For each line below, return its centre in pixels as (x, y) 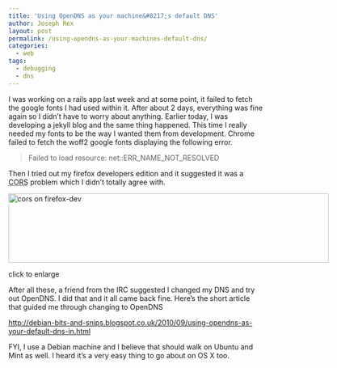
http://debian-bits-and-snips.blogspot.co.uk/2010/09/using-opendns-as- (131, 322)
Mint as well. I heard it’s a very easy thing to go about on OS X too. (119, 355)
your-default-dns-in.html (50, 331)
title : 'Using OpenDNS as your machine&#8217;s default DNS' (114, 16)
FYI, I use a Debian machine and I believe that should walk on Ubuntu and (131, 347)
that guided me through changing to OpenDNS (86, 307)
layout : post (30, 31)
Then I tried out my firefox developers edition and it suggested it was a (126, 173)
